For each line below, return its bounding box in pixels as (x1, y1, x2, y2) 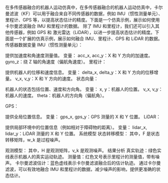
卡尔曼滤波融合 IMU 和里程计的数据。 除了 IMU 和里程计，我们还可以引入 (5, 23, 155, 29)
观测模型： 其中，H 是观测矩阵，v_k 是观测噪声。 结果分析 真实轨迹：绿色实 (5, 147, 161, 153)
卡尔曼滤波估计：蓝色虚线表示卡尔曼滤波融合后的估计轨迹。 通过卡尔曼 (14, 160, 161, 166)
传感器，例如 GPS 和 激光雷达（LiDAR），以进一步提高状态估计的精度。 (9, 29, 155, 35)
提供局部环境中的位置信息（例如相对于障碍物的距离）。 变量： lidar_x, (5, 124, 147, 130)
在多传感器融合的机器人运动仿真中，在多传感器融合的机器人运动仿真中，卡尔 (5, 4, 163, 10)
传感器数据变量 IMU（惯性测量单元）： (5, 42, 83, 47)
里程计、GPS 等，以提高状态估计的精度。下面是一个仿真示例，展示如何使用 (5, 17, 160, 22)
